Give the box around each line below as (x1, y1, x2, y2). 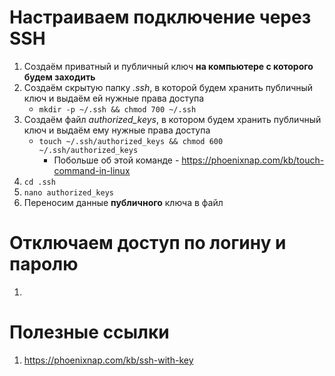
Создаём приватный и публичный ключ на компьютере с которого (23, 60, 314, 72)
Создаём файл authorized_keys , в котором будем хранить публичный (23, 113, 322, 125)
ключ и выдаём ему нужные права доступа (23, 124, 211, 136)
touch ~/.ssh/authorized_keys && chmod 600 (38, 136, 224, 146)
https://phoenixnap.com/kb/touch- (181, 154, 325, 166)
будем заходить (23, 71, 96, 83)
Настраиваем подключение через (9, 6, 312, 29)
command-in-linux (53, 164, 131, 176)
